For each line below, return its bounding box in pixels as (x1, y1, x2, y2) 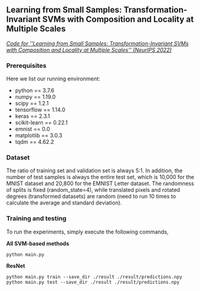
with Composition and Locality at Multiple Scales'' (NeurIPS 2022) (6, 46, 172, 53)
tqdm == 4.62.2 (15, 139, 54, 146)
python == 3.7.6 (15, 87, 54, 94)
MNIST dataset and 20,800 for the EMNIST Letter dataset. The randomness (6, 180, 195, 187)
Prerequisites (6, 61, 47, 70)
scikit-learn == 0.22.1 (15, 119, 68, 126)
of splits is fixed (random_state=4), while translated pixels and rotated (6, 186, 180, 194)
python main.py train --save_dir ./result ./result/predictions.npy (6, 273, 182, 280)
